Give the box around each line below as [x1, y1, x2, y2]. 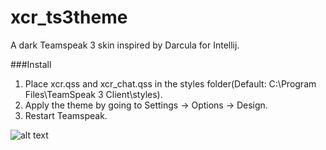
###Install [10, 58, 52, 70]
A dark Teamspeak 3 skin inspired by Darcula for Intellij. [10, 39, 240, 51]
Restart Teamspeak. [24, 109, 108, 121]
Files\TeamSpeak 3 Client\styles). [24, 88, 163, 100]
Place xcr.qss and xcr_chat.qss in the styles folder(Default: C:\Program [24, 77, 317, 90]
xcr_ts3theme [10, 6, 128, 29]
